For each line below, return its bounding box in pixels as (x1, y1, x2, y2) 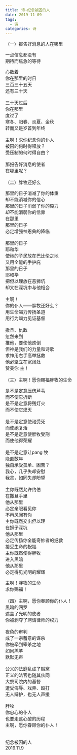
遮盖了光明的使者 (5, 611, 41, 617)
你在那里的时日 (5, 75, 36, 81)
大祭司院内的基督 (5, 679, 41, 685)
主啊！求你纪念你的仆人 (5, 137, 54, 143)
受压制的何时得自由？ (5, 149, 50, 155)
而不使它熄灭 (5, 407, 32, 413)
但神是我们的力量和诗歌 (5, 346, 54, 352)
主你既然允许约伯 (5, 486, 41, 493)
